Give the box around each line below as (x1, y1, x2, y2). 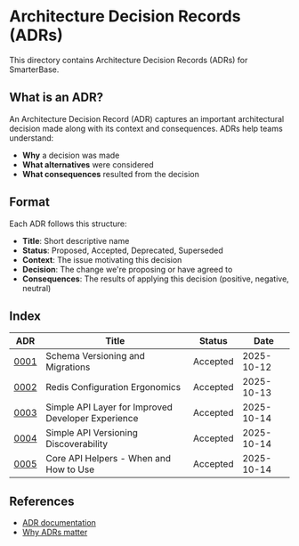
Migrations (45, 361, 91, 373)
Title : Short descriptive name (21, 235, 130, 246)
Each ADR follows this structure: (9, 218, 127, 229)
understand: (9, 132, 54, 143)
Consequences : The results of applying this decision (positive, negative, (21, 273, 289, 284)
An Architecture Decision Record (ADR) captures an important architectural (9, 113, 285, 124)
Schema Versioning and (45, 350, 145, 363)
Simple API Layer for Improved (45, 401, 174, 413)
